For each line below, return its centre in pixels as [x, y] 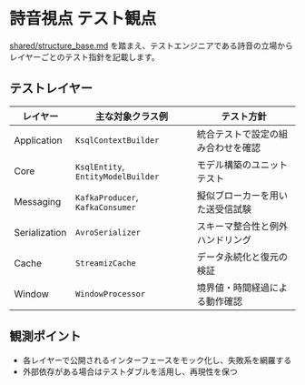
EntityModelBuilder [118, 177]
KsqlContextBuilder [118, 140]
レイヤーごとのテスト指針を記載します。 [85, 56]
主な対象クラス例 [132, 117]
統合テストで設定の [238, 134]
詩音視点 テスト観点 [83, 19]
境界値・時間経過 [233, 288]
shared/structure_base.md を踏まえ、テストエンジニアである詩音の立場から [151, 46]
